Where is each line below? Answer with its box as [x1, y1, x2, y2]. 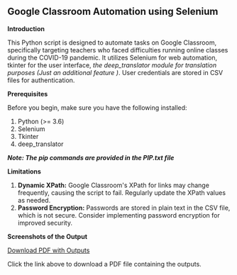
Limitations [7, 167, 41, 176]
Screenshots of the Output [7, 232, 87, 240]
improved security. [17, 218, 73, 227]
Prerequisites [7, 89, 48, 98]
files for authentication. [7, 76, 75, 84]
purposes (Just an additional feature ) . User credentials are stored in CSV [7, 68, 224, 77]
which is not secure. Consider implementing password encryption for [17, 211, 220, 219]
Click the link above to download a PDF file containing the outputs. [7, 259, 202, 268]
